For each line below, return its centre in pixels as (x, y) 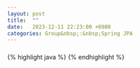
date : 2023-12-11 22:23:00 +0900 (59, 27)
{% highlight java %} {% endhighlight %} (66, 57)
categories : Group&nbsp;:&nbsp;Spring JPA (70, 33)
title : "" (23, 20)
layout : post (26, 14)
